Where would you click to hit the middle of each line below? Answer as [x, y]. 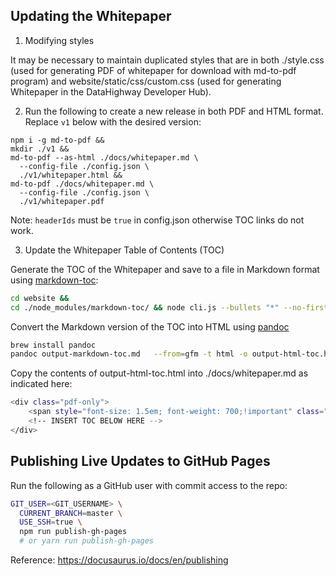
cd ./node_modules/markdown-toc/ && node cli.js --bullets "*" [145, 307]
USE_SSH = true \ [51, 522]
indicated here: [41, 384]
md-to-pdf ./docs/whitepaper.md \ [82, 184]
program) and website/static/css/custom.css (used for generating [146, 81]
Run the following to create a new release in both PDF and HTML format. [174, 111]
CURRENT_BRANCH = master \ [71, 513]
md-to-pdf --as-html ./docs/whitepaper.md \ [104, 157]
